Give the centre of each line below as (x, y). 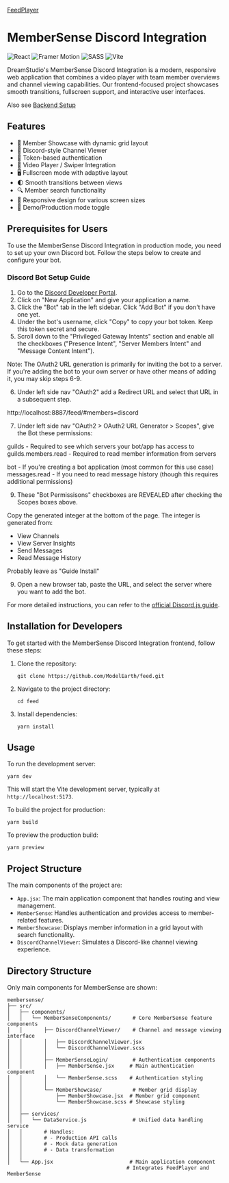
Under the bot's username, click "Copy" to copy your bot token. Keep (115, 321)
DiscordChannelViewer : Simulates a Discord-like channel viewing (107, 942)
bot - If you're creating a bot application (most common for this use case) (110, 467)
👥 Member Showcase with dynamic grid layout (82, 143)
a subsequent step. (44, 399)
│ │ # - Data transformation (61, 1150)
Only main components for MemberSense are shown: (82, 988)
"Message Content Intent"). (55, 351)
